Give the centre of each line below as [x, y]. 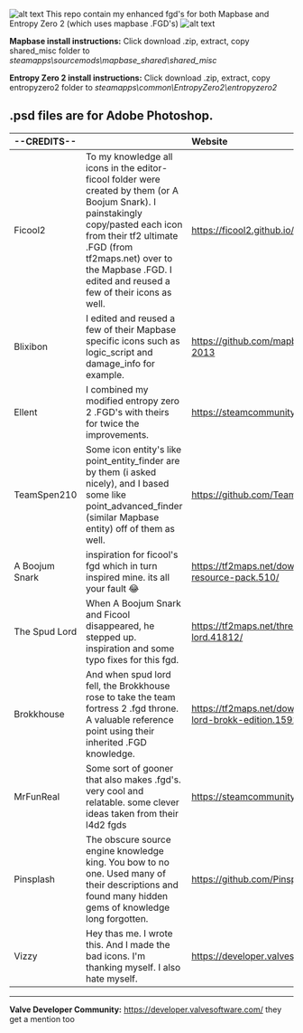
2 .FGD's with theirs [127, 412]
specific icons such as [133, 341]
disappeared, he [120, 626]
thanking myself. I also [133, 967]
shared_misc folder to [50, 51]
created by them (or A [132, 190]
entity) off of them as [130, 528]
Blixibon [31, 346]
